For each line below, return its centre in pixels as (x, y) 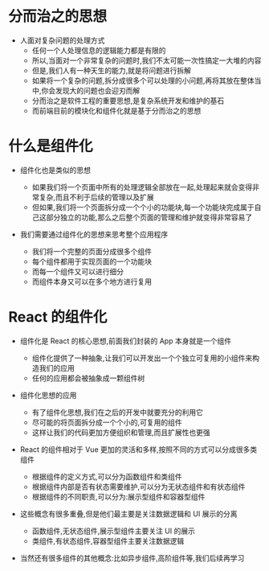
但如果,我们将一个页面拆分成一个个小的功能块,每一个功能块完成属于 (143, 207)
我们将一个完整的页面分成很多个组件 (92, 251)
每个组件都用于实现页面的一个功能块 (92, 261)
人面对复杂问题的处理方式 (62, 40)
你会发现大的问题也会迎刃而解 (91, 90)
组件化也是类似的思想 (55, 170)
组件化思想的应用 (48, 395)
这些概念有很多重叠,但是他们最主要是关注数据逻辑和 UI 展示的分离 (128, 513)
